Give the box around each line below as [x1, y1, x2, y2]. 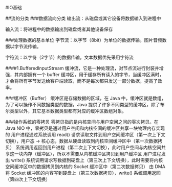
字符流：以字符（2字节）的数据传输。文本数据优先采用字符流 [5, 54, 134, 60]
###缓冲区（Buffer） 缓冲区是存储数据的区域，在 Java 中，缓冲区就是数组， [5, 95, 166, 101]
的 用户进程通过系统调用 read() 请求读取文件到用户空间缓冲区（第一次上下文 [5, 132, 165, 137]
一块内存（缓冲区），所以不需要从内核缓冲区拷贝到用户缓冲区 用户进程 [14, 151, 161, 157]
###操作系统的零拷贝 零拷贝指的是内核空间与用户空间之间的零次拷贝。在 [5, 119, 159, 125]
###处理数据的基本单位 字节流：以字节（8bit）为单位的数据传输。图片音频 [5, 37, 162, 43]
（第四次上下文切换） [5, 176, 50, 182]
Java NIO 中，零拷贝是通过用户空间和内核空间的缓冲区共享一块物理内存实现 [5, 125, 165, 131]
